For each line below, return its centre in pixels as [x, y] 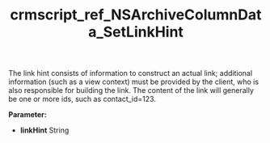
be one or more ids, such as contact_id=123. [82, 99]
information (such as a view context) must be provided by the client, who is [134, 82]
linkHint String [44, 130]
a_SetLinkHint [136, 32]
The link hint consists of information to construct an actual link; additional [131, 74]
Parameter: [27, 115]
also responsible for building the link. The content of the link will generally [131, 90]
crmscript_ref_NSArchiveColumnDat [136, 15]
